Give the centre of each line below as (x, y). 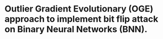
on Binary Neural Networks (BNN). (76, 29)
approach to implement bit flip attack (81, 19)
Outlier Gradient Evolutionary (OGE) (79, 9)
